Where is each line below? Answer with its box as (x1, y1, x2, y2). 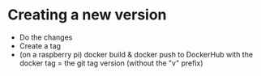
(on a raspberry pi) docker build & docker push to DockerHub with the (19, 49, 253, 59)
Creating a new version (7, 6, 167, 24)
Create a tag (19, 40, 62, 50)
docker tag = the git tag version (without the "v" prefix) (19, 58, 203, 68)
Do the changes (19, 32, 73, 42)
